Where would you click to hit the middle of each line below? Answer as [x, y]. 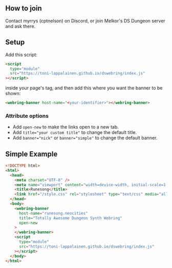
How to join [24, 8]
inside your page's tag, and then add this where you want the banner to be [84, 88]
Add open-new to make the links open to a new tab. [66, 127]
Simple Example [31, 154]
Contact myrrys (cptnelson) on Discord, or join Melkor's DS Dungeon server [85, 20]
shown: [13, 94]
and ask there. [20, 26]
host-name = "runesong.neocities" [53, 213]
